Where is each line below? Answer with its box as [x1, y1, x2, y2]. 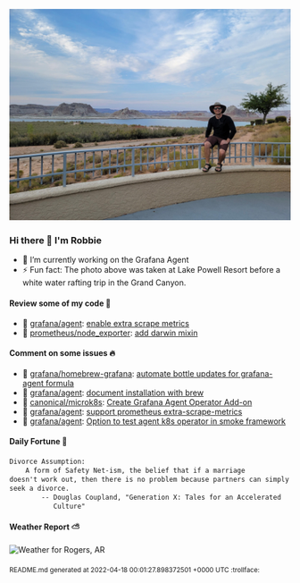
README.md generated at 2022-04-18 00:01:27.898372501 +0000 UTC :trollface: [9, 565, 261, 574]
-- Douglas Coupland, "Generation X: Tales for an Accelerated [41, 493, 281, 502]
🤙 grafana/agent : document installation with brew [21, 387, 204, 398]
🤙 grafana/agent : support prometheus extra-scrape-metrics [21, 406, 243, 417]
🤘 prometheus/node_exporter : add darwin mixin [21, 327, 198, 338]
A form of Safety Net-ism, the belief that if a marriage [25, 466, 246, 475]
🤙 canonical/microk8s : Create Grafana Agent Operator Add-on [21, 396, 253, 407]
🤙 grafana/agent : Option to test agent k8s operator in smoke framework [21, 416, 286, 427]
